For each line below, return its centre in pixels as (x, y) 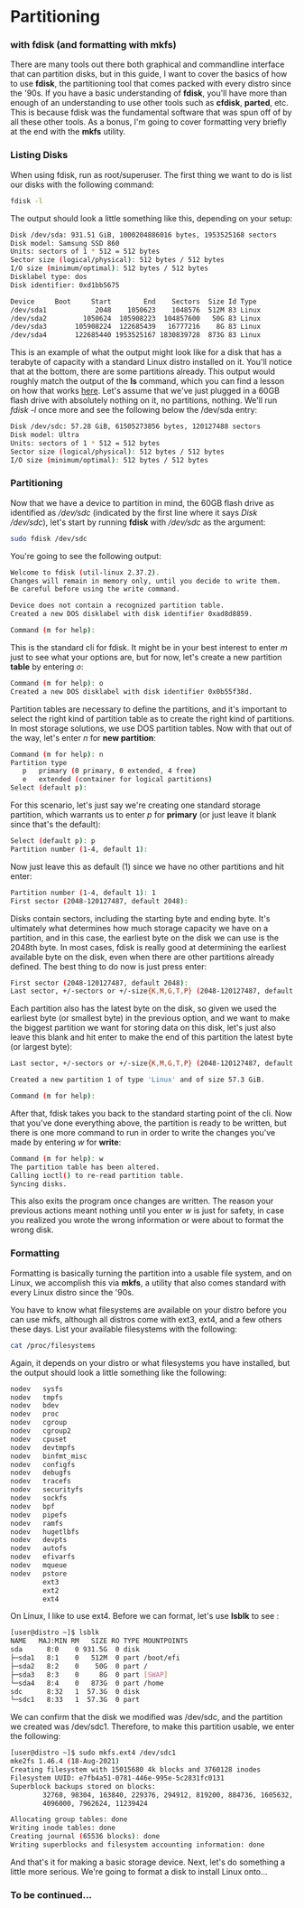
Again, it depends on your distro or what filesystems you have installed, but (150, 1362)
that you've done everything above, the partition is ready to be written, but (148, 1123)
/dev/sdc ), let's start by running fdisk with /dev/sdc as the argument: (138, 522)
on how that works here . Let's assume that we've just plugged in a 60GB (145, 391)
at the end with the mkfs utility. (68, 132)
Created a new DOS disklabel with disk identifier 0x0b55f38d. (132, 692)
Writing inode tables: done (63, 1828)
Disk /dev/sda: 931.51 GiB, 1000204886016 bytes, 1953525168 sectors (144, 235)
